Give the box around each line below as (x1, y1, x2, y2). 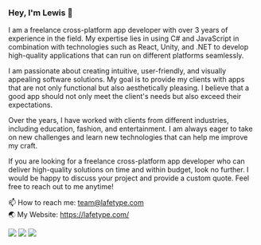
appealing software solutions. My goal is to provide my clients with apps (8, 75, 245, 85)
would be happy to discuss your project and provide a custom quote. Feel (8, 173, 249, 183)
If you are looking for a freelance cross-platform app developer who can (8, 156, 245, 166)
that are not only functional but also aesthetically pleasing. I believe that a (8, 83, 249, 93)
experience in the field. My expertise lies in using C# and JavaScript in (8, 34, 240, 43)
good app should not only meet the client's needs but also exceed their (8, 92, 242, 101)
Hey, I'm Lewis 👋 (8, 7, 73, 18)
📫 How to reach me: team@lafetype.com (8, 198, 145, 207)
